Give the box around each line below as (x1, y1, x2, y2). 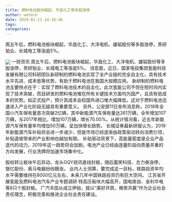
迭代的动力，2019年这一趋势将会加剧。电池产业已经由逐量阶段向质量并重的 (5, 142, 164, 148)
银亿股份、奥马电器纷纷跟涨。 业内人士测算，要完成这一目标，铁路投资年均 (5, 166, 164, 172)
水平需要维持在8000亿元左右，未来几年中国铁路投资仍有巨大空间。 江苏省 (5, 172, 162, 178)
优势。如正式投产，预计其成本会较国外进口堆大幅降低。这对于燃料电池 (14, 97, 162, 103)
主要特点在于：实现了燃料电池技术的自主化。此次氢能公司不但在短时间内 (9, 84, 162, 90)
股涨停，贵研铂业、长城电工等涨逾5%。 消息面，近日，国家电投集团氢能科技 (5, 65, 166, 71)
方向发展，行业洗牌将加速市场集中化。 (5, 148, 86, 154)
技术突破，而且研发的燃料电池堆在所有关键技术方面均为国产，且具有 (14, 91, 158, 97)
